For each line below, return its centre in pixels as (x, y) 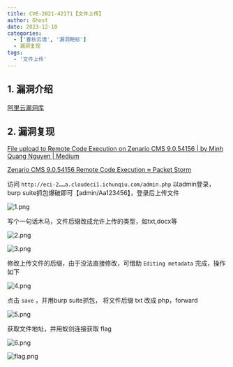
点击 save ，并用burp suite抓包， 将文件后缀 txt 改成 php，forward (103, 301)
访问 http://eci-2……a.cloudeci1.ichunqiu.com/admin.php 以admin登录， (111, 184)
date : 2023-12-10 (32, 27)
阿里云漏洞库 (25, 107)
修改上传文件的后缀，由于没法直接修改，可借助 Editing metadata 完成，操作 (116, 264)
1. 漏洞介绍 (30, 89)
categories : (24, 33)
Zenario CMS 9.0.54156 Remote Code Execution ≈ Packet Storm (99, 170)
